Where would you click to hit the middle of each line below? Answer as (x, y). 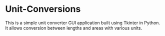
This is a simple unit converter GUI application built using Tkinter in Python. (83, 23)
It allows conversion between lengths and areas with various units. (74, 28)
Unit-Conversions (43, 9)
